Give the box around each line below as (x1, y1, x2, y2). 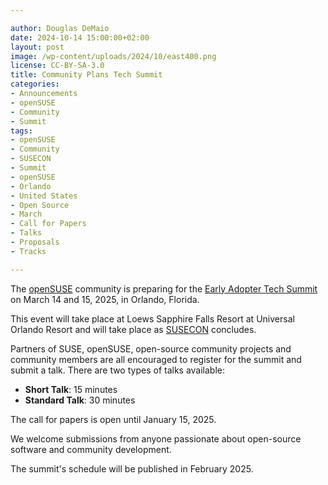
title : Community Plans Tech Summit (10, 70, 163, 80)
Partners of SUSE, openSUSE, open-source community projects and (10, 342, 292, 355)
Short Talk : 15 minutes (24, 383, 118, 395)
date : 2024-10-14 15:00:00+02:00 (10, 32, 150, 43)
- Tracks (10, 246, 47, 256)
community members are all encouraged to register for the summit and (10, 353, 302, 365)
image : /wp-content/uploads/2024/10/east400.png (10, 51, 217, 61)
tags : (10, 126, 33, 136)
